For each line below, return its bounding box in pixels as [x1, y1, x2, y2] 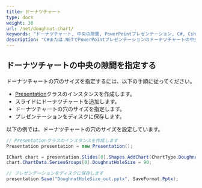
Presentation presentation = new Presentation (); [6, 143, 133, 149]
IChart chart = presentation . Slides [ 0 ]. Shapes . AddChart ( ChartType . [6, 154, 179, 160]
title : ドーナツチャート [6, 8, 61, 15]
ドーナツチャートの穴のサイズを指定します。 [14, 105, 125, 112]
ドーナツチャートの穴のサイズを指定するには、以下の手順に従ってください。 [6, 77, 195, 85]
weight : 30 [6, 20, 34, 26]
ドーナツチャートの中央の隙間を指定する [6, 61, 156, 71]
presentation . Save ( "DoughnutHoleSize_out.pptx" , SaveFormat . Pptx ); [6, 176, 179, 182]
